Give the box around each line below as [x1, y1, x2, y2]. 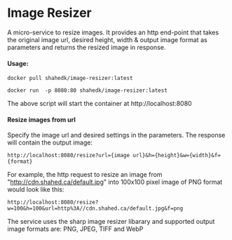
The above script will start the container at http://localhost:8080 [7, 100, 192, 108]
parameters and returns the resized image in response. [7, 43, 166, 51]
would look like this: [7, 185, 64, 194]
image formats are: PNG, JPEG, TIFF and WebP [7, 225, 144, 233]
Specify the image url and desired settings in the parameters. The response [7, 131, 226, 140]
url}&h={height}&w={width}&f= [132, 152, 221, 159]
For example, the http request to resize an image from [7, 171, 163, 179]
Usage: [7, 59, 29, 67]
